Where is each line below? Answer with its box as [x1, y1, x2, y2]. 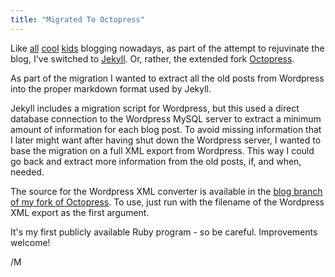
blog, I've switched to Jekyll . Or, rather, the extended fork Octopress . [10, 52, 295, 65]
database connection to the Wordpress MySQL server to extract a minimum [10, 112, 322, 125]
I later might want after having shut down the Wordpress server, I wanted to [10, 134, 322, 146]
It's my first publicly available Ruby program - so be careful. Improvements [10, 226, 318, 238]
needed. [10, 166, 45, 178]
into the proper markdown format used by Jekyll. [10, 82, 212, 95]
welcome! [10, 236, 51, 248]
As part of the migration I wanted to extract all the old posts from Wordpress [10, 72, 325, 84]
